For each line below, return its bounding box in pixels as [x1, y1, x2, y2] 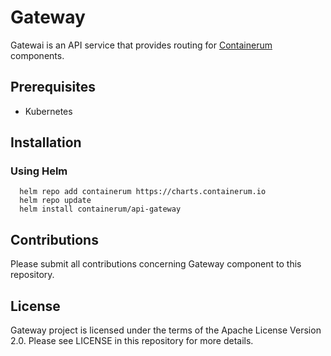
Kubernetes [24, 105, 73, 117]
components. [10, 49, 65, 61]
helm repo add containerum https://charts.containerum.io [19, 187, 267, 197]
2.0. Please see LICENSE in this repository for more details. [10, 335, 254, 347]
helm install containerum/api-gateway [19, 204, 182, 215]
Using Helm [10, 164, 68, 178]
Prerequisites [10, 79, 96, 96]
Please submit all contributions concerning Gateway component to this [10, 258, 302, 270]
